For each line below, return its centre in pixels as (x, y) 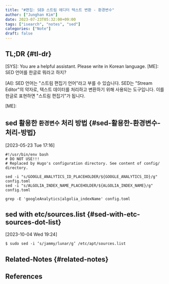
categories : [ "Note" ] (28, 29)
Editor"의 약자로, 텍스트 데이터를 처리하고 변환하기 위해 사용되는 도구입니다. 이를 (85, 89)
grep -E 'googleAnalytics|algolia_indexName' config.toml (68, 199)
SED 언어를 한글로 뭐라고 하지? (36, 72)
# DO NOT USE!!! (22, 159)
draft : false (19, 33)
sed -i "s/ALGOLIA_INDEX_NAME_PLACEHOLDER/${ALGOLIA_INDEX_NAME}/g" (79, 186)
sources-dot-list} (33, 222)
